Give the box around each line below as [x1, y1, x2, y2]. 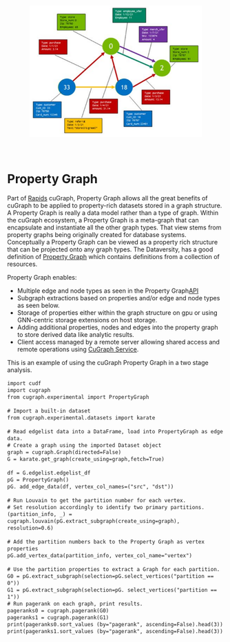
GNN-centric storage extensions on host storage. [17, 316, 158, 324]
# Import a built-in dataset [7, 408, 91, 415]
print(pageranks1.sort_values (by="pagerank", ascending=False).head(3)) [7, 628, 224, 635]
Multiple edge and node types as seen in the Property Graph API [17, 287, 199, 295]
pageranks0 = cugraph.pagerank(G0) [7, 608, 109, 614]
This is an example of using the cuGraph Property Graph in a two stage [7, 359, 209, 367]
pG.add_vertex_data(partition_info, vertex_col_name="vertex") [7, 552, 193, 559]
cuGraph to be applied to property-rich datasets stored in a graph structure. [7, 201, 222, 210]
